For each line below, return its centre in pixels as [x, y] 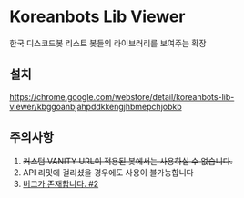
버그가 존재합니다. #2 [61, 183]
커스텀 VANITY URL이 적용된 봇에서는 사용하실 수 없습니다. [127, 161]
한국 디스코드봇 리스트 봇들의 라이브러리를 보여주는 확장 [108, 43]
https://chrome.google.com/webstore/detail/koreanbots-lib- [122, 96]
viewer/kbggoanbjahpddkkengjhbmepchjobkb [96, 106]
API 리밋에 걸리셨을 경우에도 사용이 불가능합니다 [108, 172]
